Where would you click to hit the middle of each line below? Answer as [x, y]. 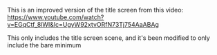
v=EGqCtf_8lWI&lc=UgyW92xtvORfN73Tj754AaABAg [83, 24]
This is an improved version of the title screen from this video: [95, 10]
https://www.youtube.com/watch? [56, 17]
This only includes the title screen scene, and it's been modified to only [109, 38]
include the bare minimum [44, 45]
